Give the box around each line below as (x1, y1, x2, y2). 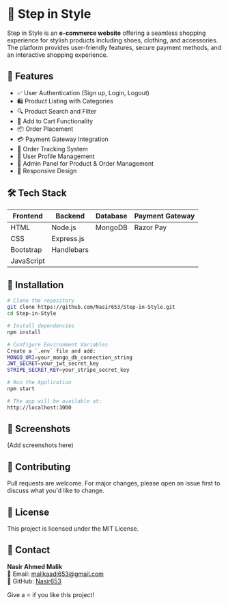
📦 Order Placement (16, 125, 74, 133)
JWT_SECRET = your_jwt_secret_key (7, 360, 99, 367)
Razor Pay (134, 223, 167, 232)
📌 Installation (7, 279, 64, 290)
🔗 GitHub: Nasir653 (7, 577, 61, 585)
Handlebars (51, 244, 89, 254)
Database (95, 211, 128, 220)
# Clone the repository (7, 297, 75, 304)
